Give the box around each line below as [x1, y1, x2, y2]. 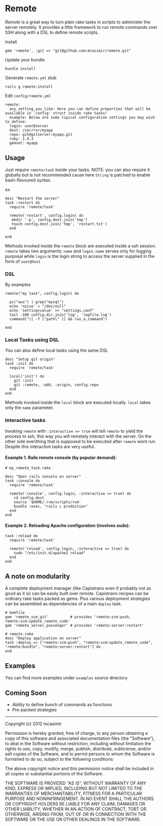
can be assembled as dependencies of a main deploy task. [5, 600, 122, 607]
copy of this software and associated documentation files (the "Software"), [5, 735, 155, 741]
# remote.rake [5, 632, 34, 636]
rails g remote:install [5, 84, 53, 89]
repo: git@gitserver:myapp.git [9, 132, 73, 137]
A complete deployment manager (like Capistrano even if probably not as [5, 585, 151, 591]
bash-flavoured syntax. [5, 177, 52, 183]
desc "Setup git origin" [5, 357, 55, 362]
